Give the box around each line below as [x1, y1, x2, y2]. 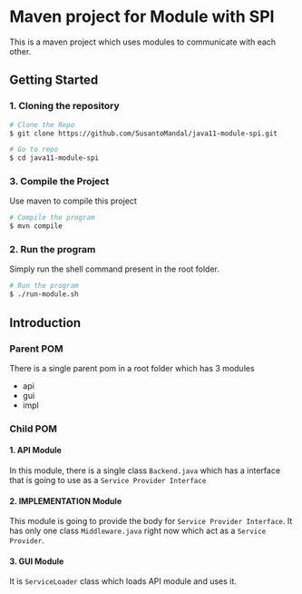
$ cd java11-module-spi [9, 153, 100, 163]
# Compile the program [9, 213, 95, 223]
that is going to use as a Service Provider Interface [9, 475, 207, 486]
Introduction [9, 315, 82, 331]
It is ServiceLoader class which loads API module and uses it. [9, 576, 238, 587]
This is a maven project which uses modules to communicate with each [9, 36, 277, 47]
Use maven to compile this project [9, 195, 138, 206]
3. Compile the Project [9, 175, 110, 188]
